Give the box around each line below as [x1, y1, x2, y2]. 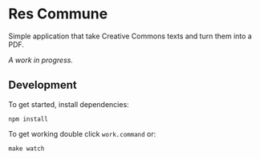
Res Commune [8, 5, 108, 23]
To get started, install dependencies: [8, 99, 130, 109]
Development [8, 78, 78, 92]
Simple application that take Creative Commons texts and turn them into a [8, 31, 253, 41]
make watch [8, 145, 45, 153]
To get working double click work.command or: [8, 129, 156, 138]
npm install [8, 115, 48, 123]
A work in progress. [8, 55, 74, 65]
